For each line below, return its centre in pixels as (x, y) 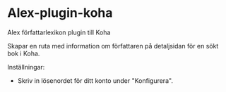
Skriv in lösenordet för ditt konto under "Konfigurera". (95, 80)
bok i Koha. (24, 53)
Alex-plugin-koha (60, 13)
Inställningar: (26, 67)
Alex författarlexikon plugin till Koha (59, 32)
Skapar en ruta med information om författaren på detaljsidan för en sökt (113, 46)
